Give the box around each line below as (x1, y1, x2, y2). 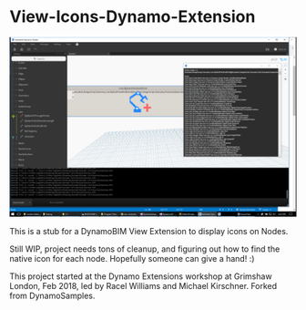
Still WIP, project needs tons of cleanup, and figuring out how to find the (9, 243, 280, 254)
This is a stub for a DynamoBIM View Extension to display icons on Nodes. (9, 225, 289, 236)
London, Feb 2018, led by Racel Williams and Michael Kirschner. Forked (9, 280, 278, 291)
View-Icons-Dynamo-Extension (9, 6, 256, 27)
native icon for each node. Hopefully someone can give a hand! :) (9, 253, 255, 263)
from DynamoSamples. (9, 290, 96, 301)
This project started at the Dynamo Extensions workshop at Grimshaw (9, 271, 272, 282)
